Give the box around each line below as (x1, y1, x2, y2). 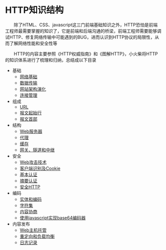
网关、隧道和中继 (19, 147, 55, 153)
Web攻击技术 (19, 159, 47, 165)
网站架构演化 (19, 86, 46, 92)
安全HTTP (19, 184, 41, 190)
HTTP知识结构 (5, 4, 64, 16)
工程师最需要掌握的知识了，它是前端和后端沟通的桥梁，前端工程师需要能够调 (5, 28, 162, 34)
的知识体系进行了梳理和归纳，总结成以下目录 (5, 57, 97, 63)
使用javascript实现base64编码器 (19, 214, 86, 220)
